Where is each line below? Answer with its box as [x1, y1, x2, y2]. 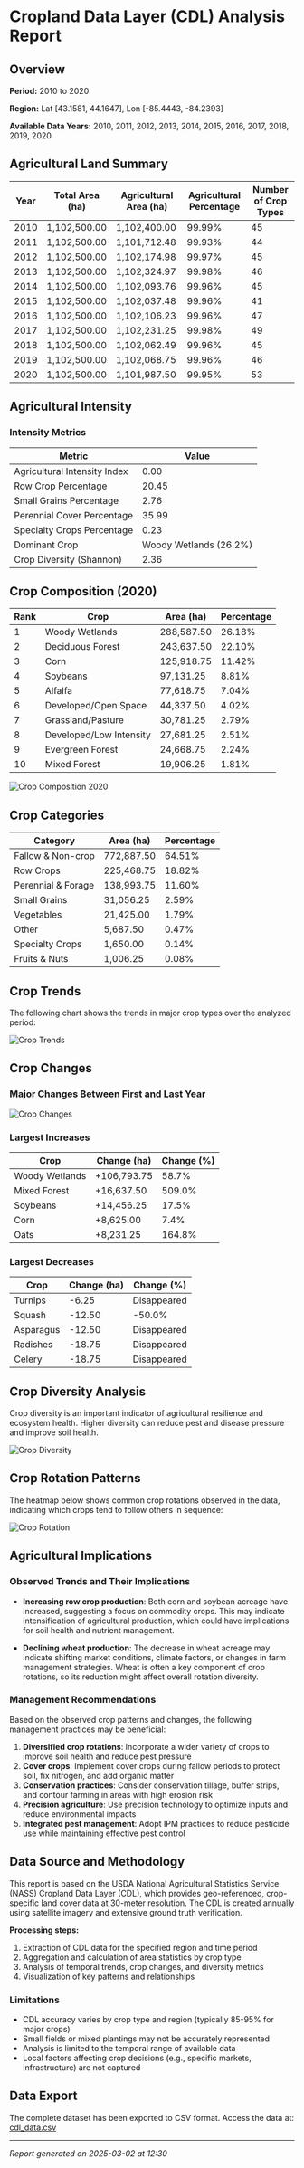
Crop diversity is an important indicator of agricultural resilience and [9, 1408, 264, 1419]
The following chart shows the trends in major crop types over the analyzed [9, 1007, 291, 1018]
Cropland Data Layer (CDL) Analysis [9, 6, 286, 27]
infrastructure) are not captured [22, 2061, 141, 2073]
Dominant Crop [14, 538, 79, 551]
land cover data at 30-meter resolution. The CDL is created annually [41, 1897, 295, 1908]
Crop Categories [9, 807, 105, 823]
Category [33, 834, 75, 847]
